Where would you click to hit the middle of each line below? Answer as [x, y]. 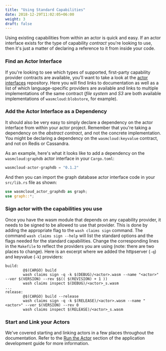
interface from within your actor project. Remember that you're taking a [78, 127]
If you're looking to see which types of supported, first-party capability [78, 72]
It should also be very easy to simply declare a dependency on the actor [79, 122]
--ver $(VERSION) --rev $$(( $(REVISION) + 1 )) [56, 279]
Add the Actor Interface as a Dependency [56, 112]
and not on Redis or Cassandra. [38, 143]
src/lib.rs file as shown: [31, 182]
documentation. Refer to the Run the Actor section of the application [75, 338]
